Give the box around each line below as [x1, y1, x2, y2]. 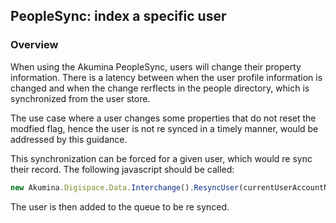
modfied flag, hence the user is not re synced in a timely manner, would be [10, 122, 319, 134]
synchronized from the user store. [10, 92, 151, 104]
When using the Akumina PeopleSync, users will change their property [10, 60, 302, 73]
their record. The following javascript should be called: [10, 163, 235, 175]
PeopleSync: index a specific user [10, 8, 227, 25]
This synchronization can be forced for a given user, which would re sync [10, 152, 313, 164]
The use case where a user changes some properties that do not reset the [10, 112, 317, 124]
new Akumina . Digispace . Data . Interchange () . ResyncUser [10, 182, 240, 193]
